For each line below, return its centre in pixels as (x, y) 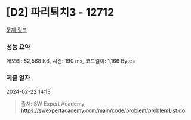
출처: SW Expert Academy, (53, 104)
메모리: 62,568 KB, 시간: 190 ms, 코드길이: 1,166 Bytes (71, 61)
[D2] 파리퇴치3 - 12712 (60, 12)
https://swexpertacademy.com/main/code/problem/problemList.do (103, 110)
